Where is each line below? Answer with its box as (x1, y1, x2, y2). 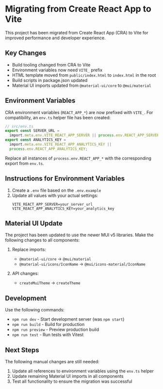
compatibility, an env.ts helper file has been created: (5, 114, 111, 120)
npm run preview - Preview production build (12, 326, 99, 333)
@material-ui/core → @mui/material (19, 256, 91, 262)
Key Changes (5, 49, 47, 57)
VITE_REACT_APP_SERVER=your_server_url (12, 202, 93, 207)
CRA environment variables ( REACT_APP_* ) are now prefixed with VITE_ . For (5, 109, 153, 115)
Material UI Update (5, 219, 63, 227)
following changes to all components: (5, 237, 80, 243)
